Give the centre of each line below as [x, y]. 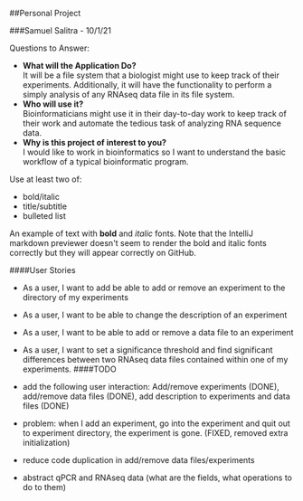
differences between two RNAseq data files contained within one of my [155, 359]
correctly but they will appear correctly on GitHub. [103, 253]
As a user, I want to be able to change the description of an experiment [155, 315]
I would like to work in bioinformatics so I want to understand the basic [154, 152]
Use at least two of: [46, 179]
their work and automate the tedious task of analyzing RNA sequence [152, 123]
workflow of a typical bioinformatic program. [105, 161]
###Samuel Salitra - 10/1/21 [60, 30]
